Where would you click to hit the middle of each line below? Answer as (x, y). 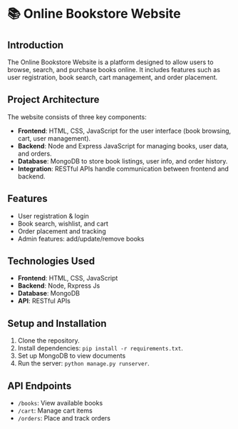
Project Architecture (53, 100)
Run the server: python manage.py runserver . (83, 363)
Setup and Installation (57, 323)
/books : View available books (60, 403)
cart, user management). (54, 138)
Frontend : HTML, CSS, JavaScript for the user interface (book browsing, (124, 131)
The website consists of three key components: (77, 117)
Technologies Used (51, 261)
